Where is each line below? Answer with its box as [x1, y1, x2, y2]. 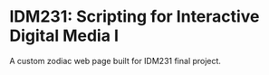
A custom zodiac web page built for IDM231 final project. [9, 55, 222, 66]
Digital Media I [9, 25, 120, 46]
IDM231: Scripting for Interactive [9, 6, 260, 27]
